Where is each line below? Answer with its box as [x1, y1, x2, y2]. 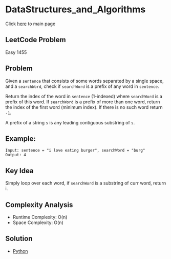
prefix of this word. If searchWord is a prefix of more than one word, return [5, 99, 160, 105]
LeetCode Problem [5, 35, 66, 44]
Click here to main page [5, 21, 56, 27]
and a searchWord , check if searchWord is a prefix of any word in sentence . [5, 83, 159, 89]
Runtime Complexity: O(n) [12, 214, 68, 220]
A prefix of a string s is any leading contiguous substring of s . [5, 119, 135, 125]
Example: [5, 134, 36, 143]
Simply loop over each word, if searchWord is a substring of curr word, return [5, 180, 166, 186]
